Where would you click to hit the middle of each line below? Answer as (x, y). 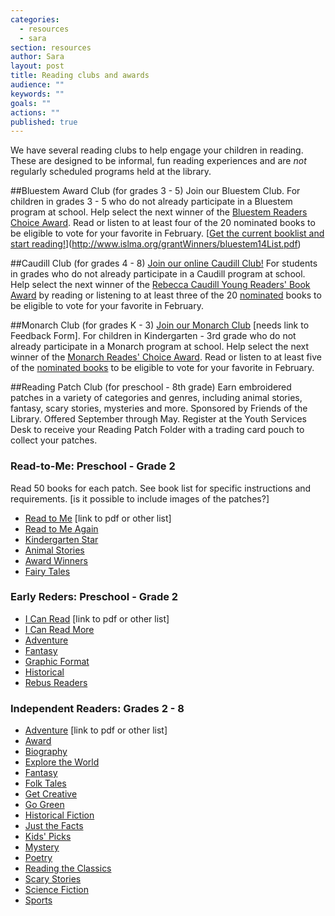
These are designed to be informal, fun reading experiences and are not (158, 161)
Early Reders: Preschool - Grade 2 (94, 597)
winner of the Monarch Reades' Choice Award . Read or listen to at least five (166, 357)
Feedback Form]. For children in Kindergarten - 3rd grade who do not (153, 336)
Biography (46, 752)
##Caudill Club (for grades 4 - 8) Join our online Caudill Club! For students (164, 263)
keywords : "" (37, 94)
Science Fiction (56, 890)
